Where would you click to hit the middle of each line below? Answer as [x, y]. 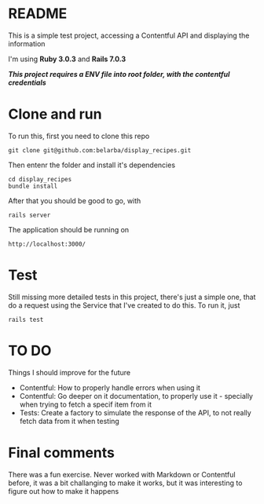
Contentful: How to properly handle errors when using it [110, 387]
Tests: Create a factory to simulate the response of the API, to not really [135, 412]
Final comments [62, 453]
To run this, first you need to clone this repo [79, 136]
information [27, 43]
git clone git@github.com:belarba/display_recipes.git [100, 150]
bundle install [33, 186]
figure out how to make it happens [64, 491]
